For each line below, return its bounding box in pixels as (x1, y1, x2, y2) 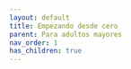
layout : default (9, 13, 70, 22)
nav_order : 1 (9, 38, 58, 47)
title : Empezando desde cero (9, 22, 118, 30)
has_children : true (9, 47, 83, 56)
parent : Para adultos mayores (9, 30, 123, 39)
